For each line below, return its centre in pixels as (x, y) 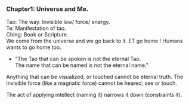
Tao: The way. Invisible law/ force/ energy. (58, 22)
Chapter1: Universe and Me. (47, 9)
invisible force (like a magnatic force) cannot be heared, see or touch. (92, 83)
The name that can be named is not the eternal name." (82, 65)
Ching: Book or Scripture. (37, 35)
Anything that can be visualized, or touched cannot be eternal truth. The (95, 77)
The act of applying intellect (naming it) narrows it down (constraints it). (94, 95)
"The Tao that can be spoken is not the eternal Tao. (78, 59)
